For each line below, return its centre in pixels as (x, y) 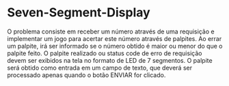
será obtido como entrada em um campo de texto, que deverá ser (100, 68)
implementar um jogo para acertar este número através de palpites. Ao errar (114, 38)
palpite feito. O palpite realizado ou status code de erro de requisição (105, 53)
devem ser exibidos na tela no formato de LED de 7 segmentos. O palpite (110, 60)
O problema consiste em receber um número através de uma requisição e (111, 31)
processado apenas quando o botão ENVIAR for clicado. (86, 75)
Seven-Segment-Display (79, 13)
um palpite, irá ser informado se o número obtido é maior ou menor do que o (115, 46)
